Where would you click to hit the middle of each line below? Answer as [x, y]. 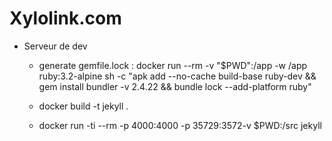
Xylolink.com [65, 18]
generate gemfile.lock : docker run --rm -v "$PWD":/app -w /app [173, 65]
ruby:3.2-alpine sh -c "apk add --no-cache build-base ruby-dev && [177, 76]
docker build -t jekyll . [83, 106]
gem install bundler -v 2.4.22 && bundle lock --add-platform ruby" [175, 86]
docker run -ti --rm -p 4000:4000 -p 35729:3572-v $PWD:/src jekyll [180, 125]
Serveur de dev [55, 46]
